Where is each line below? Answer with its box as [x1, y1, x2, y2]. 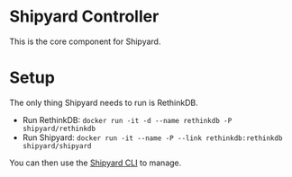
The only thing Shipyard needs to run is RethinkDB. [9, 97, 198, 108]
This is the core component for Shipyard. [9, 36, 161, 47]
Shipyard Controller [9, 6, 160, 27]
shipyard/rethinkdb [22, 124, 96, 133]
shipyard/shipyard [22, 141, 92, 150]
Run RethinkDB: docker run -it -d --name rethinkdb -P [22, 114, 233, 125]
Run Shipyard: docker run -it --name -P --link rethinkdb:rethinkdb [22, 132, 283, 143]
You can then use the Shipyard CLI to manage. [9, 157, 182, 168]
